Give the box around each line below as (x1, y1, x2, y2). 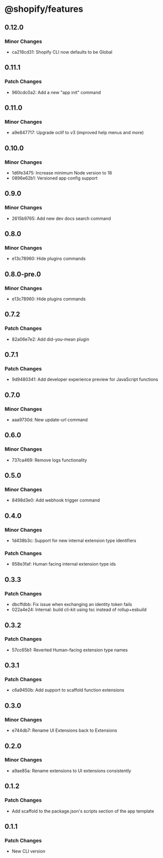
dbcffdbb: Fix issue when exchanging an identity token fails (11, 602, 132, 608)
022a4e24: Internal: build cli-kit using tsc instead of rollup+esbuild (11, 607, 147, 612)
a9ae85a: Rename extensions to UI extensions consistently (11, 768, 131, 774)
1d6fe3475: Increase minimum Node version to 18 (11, 170, 112, 176)
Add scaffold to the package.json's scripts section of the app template (11, 808, 154, 814)
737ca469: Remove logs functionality (11, 457, 87, 463)
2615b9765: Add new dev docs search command (11, 215, 111, 221)
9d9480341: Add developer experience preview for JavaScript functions (11, 376, 158, 383)
